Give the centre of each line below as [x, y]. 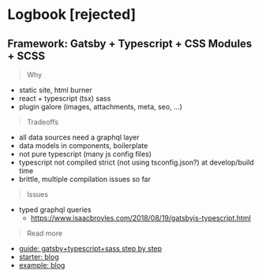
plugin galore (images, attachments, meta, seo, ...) [101, 107]
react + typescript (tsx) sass [65, 98]
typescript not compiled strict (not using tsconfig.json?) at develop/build [136, 162]
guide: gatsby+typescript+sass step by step [90, 248]
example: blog [42, 265]
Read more [45, 233]
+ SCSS [26, 56]
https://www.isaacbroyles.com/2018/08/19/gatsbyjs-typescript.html [141, 218]
